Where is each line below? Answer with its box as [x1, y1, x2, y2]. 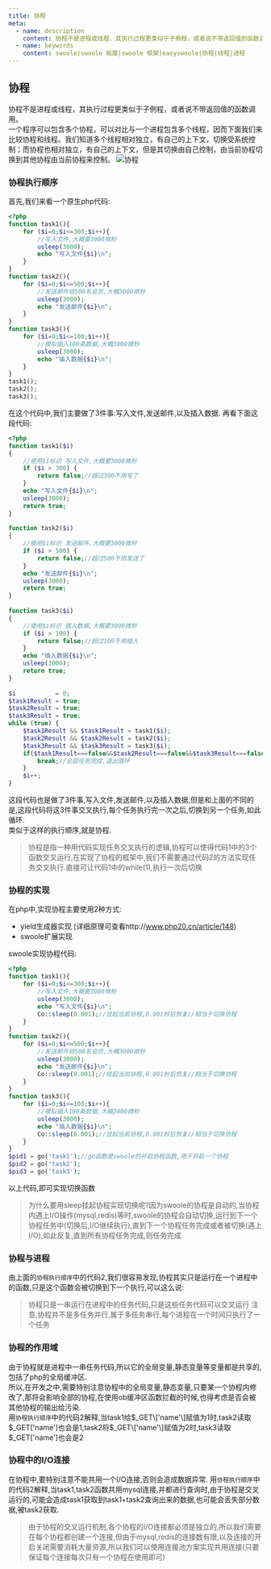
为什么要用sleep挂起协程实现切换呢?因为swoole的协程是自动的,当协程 [27, 1200, 260, 1210]
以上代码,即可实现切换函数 [8, 1183, 96, 1192]
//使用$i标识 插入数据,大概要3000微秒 [23, 622, 137, 630]
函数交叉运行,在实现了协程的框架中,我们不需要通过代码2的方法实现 [27, 853, 249, 862]
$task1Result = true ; [8, 697, 81, 705]
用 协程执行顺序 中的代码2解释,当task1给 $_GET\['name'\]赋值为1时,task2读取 [8, 1413, 252, 1422]
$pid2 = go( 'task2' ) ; [8, 1160, 81, 1168]
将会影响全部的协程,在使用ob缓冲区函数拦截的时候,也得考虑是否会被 [31, 1392, 256, 1402]
